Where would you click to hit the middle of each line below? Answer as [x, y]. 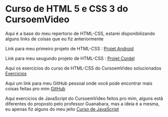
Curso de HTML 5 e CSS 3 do [67, 9]
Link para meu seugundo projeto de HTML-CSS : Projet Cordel [70, 58]
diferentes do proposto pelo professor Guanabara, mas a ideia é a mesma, [82, 103]
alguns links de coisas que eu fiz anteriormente [54, 39]
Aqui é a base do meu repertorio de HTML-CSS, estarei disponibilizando [80, 33]
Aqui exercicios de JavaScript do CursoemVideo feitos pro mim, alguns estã [84, 98]
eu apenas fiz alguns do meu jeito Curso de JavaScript [62, 109]
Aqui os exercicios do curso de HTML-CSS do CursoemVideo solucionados [83, 68]
